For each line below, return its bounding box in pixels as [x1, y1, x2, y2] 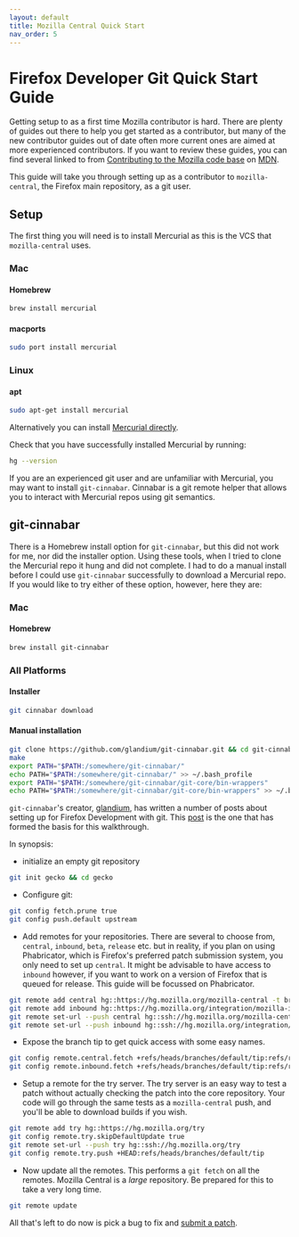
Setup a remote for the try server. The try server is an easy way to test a [21, 1078, 287, 1089]
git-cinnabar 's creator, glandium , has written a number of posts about [9, 803, 268, 814]
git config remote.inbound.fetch [9, 1062, 133, 1071]
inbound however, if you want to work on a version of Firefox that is [21, 969, 268, 979]
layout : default [9, 12, 69, 22]
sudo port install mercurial [9, 343, 117, 352]
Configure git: [21, 889, 73, 900]
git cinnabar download [9, 706, 93, 716]
